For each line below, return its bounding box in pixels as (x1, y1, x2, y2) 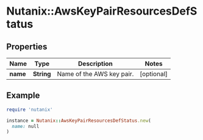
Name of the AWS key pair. (57, 70, 134, 78)
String (32, 70, 51, 78)
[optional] (140, 70, 168, 78)
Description (78, 60, 113, 68)
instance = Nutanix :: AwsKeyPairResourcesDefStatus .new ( (6, 117, 151, 124)
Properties (6, 41, 48, 52)
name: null (12, 123, 40, 129)
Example (6, 90, 40, 101)
